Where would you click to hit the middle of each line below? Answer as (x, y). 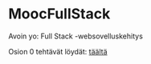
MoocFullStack (59, 14)
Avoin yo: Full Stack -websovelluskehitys (75, 36)
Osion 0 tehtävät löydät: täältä (58, 51)
